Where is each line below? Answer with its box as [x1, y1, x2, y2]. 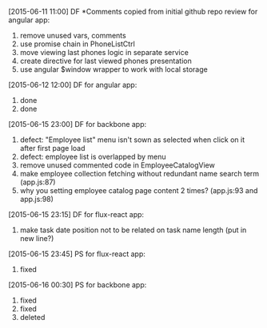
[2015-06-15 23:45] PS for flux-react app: [8, 249, 146, 259]
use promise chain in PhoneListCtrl [19, 39, 136, 49]
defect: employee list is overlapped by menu [19, 152, 166, 161]
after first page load [19, 144, 86, 152]
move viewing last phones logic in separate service [19, 48, 189, 57]
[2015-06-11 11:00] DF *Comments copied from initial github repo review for [8, 7, 258, 16]
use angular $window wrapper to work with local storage [19, 65, 208, 74]
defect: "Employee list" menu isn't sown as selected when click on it [19, 135, 245, 144]
